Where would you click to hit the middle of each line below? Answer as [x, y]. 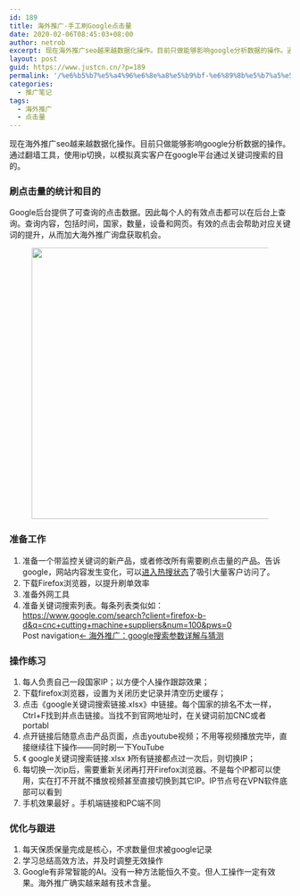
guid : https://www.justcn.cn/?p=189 [77, 68]
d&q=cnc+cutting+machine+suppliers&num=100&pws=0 [127, 624]
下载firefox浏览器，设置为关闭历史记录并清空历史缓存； [124, 693]
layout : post [33, 59]
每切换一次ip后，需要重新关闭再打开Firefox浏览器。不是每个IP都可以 [147, 770]
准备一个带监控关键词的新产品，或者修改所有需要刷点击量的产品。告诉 [151, 560]
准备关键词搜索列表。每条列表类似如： [92, 605]
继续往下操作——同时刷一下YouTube [97, 748]
